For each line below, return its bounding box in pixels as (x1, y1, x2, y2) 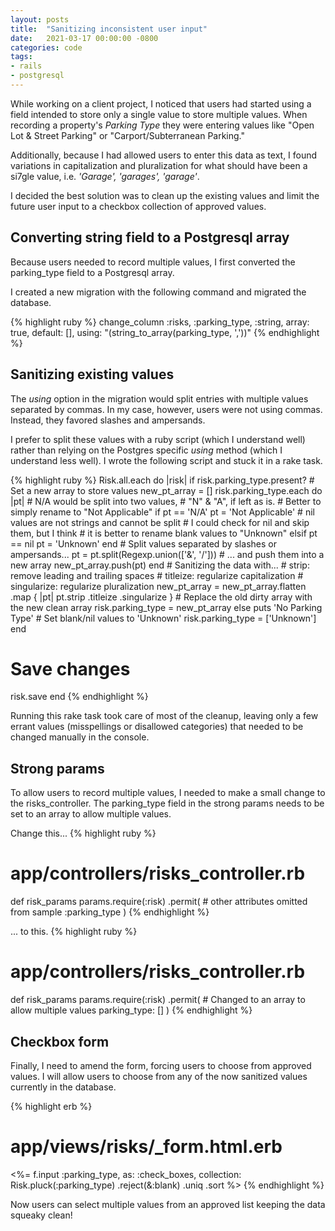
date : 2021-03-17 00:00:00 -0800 (10, 33, 159, 43)
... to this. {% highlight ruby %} (10, 926, 138, 938)
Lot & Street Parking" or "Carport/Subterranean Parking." (10, 129, 246, 141)
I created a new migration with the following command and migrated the (10, 286, 307, 298)
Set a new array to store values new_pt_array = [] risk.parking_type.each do (10, 484, 323, 496)
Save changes (10, 657, 131, 680)
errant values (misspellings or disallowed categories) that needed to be (10, 721, 304, 733)
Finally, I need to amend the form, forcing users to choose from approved (10, 1059, 312, 1071)
